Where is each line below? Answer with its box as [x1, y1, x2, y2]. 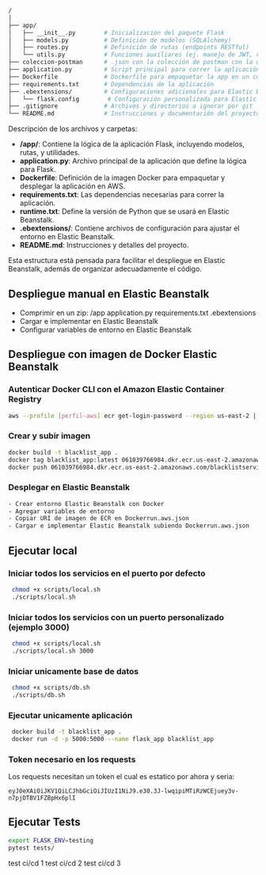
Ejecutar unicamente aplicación [8, 710, 133, 721]
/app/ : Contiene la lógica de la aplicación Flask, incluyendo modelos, [19, 139, 245, 149]
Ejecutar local [8, 544, 78, 557]
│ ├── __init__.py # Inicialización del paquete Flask [8, 29, 225, 36]
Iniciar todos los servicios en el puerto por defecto [8, 568, 206, 579]
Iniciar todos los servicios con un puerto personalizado [8, 611, 224, 622]
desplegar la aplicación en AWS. [19, 181, 126, 191]
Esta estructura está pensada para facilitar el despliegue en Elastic [8, 256, 226, 265]
